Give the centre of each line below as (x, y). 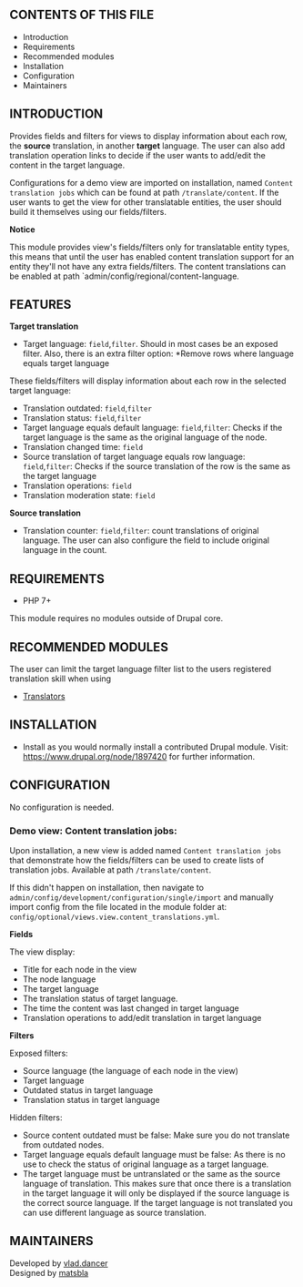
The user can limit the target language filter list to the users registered (141, 669)
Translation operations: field (77, 485)
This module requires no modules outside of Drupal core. (116, 618)
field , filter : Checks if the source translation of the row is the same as (157, 466)
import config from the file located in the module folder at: (118, 906)
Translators (44, 697)
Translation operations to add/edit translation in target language (142, 1017)
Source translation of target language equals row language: (134, 457)
